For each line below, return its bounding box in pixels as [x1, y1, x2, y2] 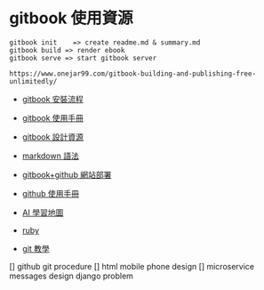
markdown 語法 [21, 150, 80, 161]
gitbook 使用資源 [9, 8, 133, 28]
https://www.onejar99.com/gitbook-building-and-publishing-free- [9, 68, 256, 78]
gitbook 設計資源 [21, 131, 84, 142]
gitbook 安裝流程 [21, 93, 84, 104]
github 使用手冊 [21, 188, 80, 198]
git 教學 [21, 243, 51, 254]
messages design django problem [9, 270, 133, 281]
